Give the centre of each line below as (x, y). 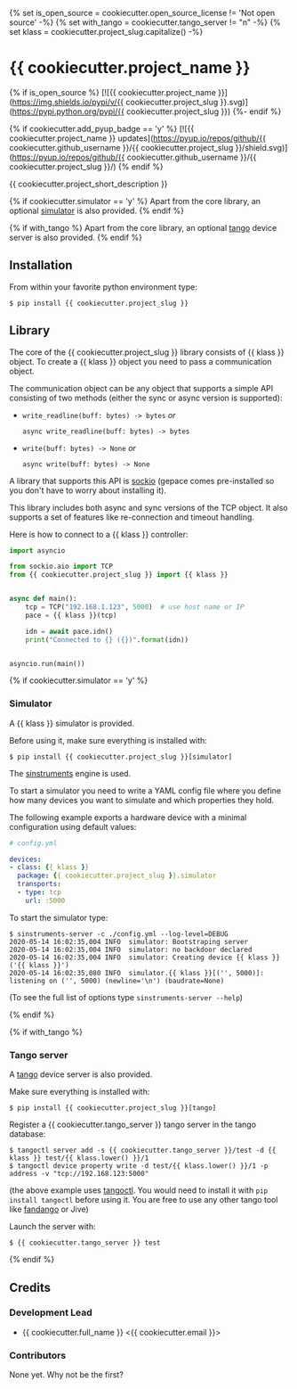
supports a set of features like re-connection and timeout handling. (132, 517)
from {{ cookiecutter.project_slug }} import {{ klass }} (119, 575)
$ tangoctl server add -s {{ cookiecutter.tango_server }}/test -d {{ (143, 1151)
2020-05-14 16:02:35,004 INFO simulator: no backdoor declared (131, 949)
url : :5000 (45, 900)
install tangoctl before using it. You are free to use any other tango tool (144, 1200)
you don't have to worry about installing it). (88, 490)
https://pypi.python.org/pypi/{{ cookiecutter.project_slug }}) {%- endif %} (147, 111)
